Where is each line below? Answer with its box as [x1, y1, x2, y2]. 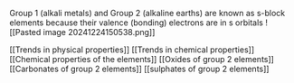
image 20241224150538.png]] [43, 27, 156, 37]
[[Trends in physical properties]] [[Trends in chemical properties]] [9, 44, 255, 55]
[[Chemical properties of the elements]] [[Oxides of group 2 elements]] [9, 54, 274, 64]
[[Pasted [9, 27, 42, 37]
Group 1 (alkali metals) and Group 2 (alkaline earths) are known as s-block [9, 8, 286, 18]
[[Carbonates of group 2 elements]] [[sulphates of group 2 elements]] [9, 63, 270, 74]
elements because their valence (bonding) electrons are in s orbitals [9, 17, 264, 28]
